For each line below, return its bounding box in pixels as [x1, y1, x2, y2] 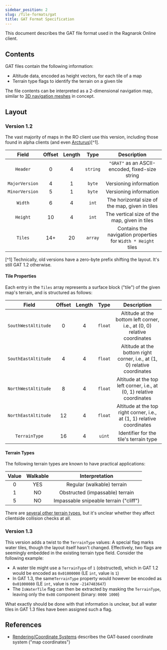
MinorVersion [7, 189, 39, 195]
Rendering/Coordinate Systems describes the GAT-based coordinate [12, 634, 153, 640]
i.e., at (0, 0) [123, 322, 152, 329]
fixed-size [131, 166, 157, 173]
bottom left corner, [115, 316, 160, 323]
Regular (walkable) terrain [66, 481, 127, 488]
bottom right [123, 349, 152, 356]
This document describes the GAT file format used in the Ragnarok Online [5, 30, 157, 36]
